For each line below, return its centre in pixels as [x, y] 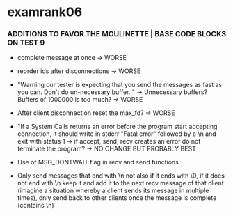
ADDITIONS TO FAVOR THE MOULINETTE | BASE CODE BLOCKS [117, 34]
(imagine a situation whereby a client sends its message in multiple [113, 191]
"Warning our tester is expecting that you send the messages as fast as [120, 85]
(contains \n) [35, 206]
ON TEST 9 [26, 43]
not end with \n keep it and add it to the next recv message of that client [120, 183]
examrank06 [45, 12]
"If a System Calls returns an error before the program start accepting [117, 127]
